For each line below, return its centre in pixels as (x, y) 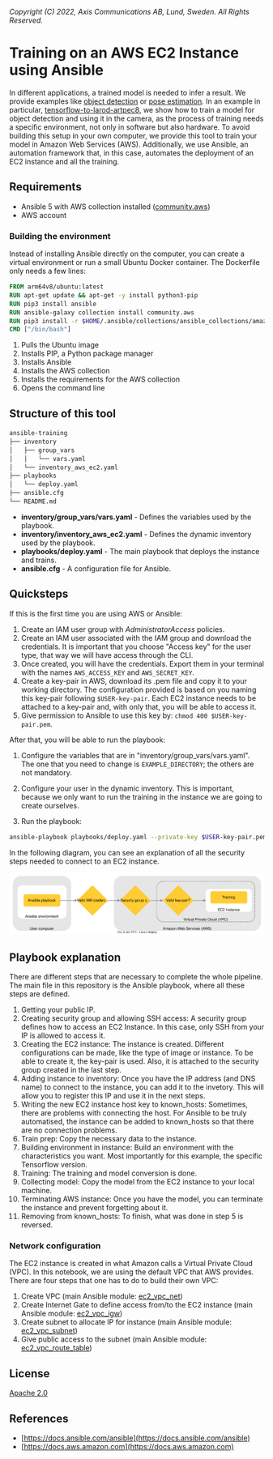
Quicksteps (39, 594)
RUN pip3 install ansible (53, 304)
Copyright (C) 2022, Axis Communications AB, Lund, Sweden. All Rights (129, 12)
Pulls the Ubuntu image (60, 345)
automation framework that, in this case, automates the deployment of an (132, 152)
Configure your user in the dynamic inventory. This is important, (127, 788)
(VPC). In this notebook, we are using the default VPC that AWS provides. (132, 1272)
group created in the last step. (71, 1070)
